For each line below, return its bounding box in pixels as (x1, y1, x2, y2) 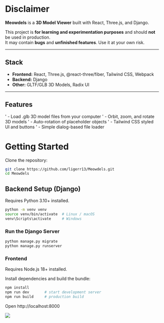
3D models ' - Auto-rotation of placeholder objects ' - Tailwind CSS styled (5, 118, 154, 124)
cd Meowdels (5, 171, 29, 176)
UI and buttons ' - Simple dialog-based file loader (5, 124, 104, 130)
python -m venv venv (5, 207, 47, 212)
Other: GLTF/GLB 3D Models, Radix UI (12, 82, 89, 88)
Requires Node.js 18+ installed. (5, 266, 67, 272)
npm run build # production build (5, 294, 84, 299)
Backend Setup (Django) (5, 185, 81, 193)
